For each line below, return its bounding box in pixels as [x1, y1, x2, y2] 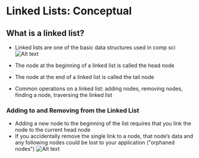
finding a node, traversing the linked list [14, 92, 112, 98]
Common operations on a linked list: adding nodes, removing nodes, [14, 85, 183, 92]
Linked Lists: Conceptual [6, 4, 132, 18]
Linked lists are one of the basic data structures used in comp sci [14, 44, 176, 51]
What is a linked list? [6, 28, 85, 38]
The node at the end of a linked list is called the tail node [14, 74, 154, 80]
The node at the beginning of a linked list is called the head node [14, 62, 174, 69]
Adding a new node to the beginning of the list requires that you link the [14, 120, 191, 127]
